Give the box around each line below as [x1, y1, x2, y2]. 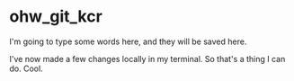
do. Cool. [9, 63, 43, 74]
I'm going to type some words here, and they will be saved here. [9, 36, 247, 47]
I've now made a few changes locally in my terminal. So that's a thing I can [9, 53, 286, 64]
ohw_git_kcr [9, 6, 103, 27]
